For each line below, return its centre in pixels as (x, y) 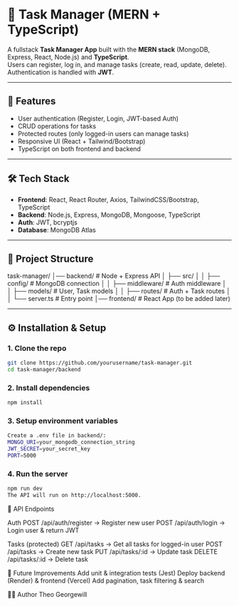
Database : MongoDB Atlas (57, 230)
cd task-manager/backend (44, 369)
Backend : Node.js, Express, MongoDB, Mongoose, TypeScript (109, 215)
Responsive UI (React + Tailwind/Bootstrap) (81, 141)
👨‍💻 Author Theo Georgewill (47, 594)
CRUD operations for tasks (57, 126)
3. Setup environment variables (63, 421)
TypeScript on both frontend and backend (79, 148)
